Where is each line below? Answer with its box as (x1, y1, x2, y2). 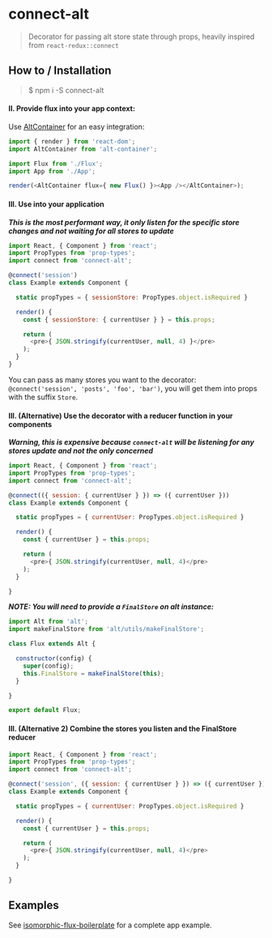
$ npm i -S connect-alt (28, 85, 104, 95)
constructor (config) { (15, 654, 92, 663)
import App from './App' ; (8, 167, 96, 175)
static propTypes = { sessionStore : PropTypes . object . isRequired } (15, 293, 249, 301)
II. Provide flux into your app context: (8, 104, 136, 113)
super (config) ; (23, 662, 74, 670)
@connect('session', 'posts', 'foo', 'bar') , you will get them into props (8, 383, 257, 393)
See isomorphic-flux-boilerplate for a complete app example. (8, 920, 212, 930)
